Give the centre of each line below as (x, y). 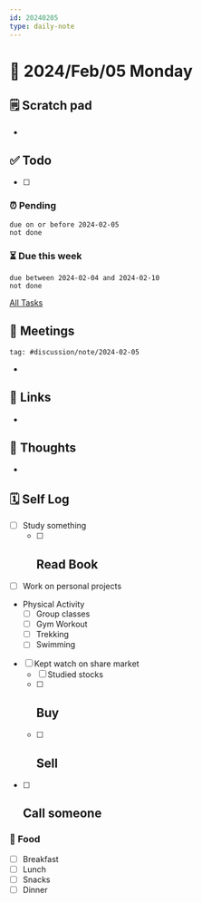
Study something (54, 526)
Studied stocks (76, 675)
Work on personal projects (72, 587)
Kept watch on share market (87, 664)
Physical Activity (53, 605)
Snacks (36, 879)
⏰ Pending (33, 206)
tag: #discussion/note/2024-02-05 (75, 352)
